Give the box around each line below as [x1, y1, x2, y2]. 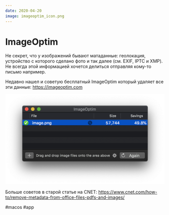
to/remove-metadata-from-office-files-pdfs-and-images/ [5, 194, 125, 200]
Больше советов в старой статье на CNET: [5, 189, 98, 195]
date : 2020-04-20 [5, 8, 42, 13]
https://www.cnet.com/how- [98, 189, 158, 195]
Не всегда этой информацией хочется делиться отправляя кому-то [5, 63, 152, 69]
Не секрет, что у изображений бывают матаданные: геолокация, [5, 53, 146, 59]
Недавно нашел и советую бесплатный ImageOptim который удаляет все [5, 79, 164, 85]
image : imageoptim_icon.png [5, 13, 65, 19]
